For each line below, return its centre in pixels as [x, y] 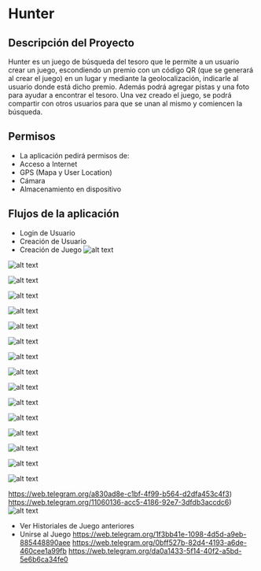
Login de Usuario [48, 232]
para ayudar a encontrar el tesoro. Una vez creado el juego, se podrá [120, 95]
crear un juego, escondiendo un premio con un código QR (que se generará [131, 70]
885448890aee [45, 542]
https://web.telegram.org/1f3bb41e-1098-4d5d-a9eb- [160, 534]
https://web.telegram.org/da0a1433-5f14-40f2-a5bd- [155, 551]
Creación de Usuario [53, 241]
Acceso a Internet [48, 164]
